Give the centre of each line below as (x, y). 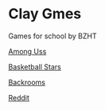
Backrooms (27, 82)
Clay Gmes (45, 14)
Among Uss (27, 51)
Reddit (19, 97)
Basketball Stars (35, 67)
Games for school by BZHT (52, 36)
